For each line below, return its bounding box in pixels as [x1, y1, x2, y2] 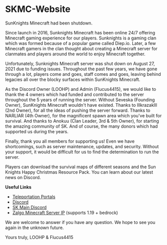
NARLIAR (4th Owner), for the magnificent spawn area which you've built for [5, 112, 162, 118]
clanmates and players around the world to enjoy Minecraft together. [5, 51, 146, 57]
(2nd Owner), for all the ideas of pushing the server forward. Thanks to [5, 107, 151, 113]
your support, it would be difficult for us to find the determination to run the [5, 149, 159, 155]
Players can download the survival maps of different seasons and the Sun [5, 164, 156, 170]
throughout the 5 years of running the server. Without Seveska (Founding [5, 96, 155, 103]
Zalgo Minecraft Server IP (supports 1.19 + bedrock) [12, 210, 118, 216]
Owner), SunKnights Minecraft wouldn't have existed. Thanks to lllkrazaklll [5, 102, 158, 108]
